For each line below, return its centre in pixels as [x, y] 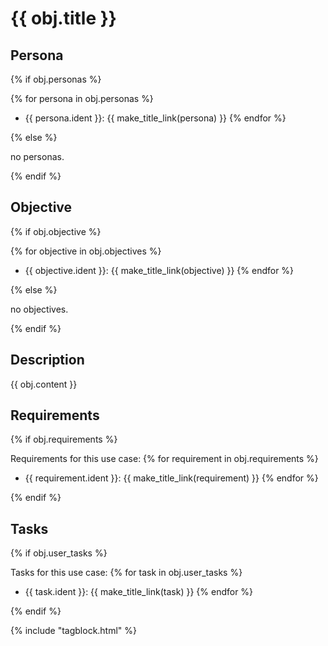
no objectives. [39, 309]
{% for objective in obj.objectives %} [86, 251]
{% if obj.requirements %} [64, 439]
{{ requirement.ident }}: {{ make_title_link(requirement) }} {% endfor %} [171, 478]
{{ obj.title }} [63, 18]
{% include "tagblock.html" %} [74, 631]
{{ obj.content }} [44, 384]
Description [47, 360]
